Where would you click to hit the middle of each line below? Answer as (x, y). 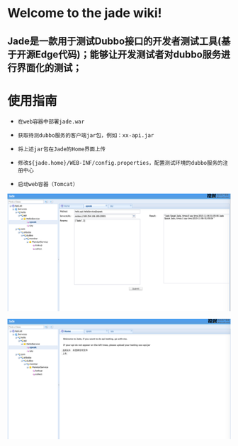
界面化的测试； (49, 68)
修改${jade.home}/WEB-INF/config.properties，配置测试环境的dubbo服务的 (120, 163)
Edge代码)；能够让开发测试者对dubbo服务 (128, 54)
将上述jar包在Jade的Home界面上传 (62, 149)
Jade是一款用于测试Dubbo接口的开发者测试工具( (114, 41)
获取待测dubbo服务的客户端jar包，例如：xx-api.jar (86, 135)
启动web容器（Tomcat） (48, 184)
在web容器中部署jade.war (51, 121)
